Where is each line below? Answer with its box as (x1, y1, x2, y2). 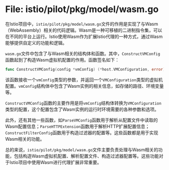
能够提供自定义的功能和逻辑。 (5, 39, 67, 46)
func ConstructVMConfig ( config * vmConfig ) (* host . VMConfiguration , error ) (5, 67, 165, 72)
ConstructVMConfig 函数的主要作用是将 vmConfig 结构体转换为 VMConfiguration (5, 100, 162, 106)
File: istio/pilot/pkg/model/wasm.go (5, 4, 159, 15)
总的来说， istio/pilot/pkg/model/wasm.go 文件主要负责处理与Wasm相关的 (5, 146, 158, 152)
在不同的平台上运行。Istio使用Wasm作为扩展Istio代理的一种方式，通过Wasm (5, 33, 163, 39)
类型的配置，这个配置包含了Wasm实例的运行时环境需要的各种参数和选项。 (5, 106, 159, 112)
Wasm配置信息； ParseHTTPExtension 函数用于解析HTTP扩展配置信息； (5, 123, 150, 129)
